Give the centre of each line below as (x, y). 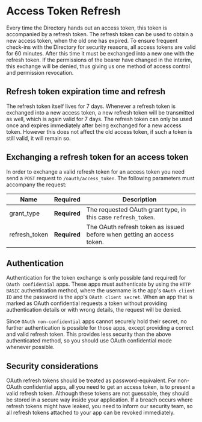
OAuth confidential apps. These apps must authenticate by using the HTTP (99, 284)
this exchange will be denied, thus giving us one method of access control (98, 66)
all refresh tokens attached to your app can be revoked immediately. (90, 413)
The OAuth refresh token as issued (135, 227)
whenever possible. (31, 347)
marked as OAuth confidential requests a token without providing (87, 303)
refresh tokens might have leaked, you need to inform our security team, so (99, 406)
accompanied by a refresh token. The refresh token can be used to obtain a (100, 34)
